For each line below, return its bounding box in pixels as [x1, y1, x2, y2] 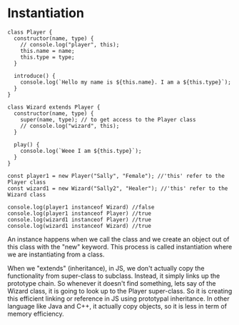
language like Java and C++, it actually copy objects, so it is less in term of [7, 301, 227, 310]
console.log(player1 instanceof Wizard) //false [7, 204, 155, 211]
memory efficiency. [7, 309, 64, 318]
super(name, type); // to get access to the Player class [20, 116, 196, 123]
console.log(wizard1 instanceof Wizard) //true [7, 222, 152, 229]
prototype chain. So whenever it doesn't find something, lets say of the [7, 279, 216, 287]
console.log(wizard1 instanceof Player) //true [7, 216, 152, 223]
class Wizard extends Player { [7, 104, 101, 111]
